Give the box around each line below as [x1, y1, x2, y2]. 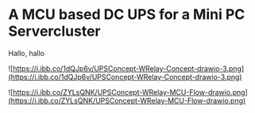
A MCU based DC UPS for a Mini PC [8, 6, 245, 24]
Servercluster [8, 22, 101, 40]
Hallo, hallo [8, 48, 45, 58]
